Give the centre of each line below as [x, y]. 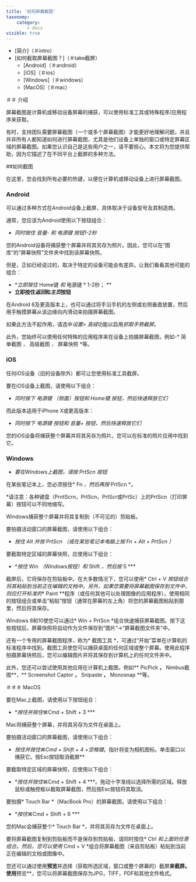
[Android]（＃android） [51, 66]
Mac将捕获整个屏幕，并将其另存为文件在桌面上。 [65, 725]
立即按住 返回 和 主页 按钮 [43, 292]
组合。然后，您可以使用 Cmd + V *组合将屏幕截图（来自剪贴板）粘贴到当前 [96, 846]
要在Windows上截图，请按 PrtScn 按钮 [61, 472]
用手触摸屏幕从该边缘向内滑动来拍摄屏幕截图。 [62, 312]
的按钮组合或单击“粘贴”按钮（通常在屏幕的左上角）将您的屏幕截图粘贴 [90, 601]
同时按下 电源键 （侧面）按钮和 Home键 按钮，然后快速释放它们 [91, 398]
